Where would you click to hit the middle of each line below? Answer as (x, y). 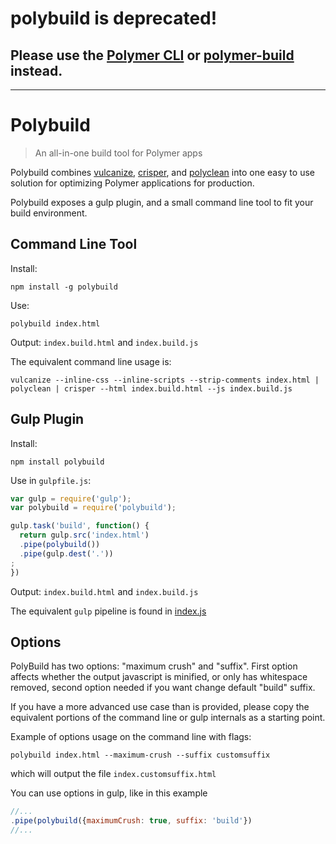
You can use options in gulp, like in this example (109, 793)
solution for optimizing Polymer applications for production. (132, 183)
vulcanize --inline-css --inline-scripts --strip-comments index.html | (165, 380)
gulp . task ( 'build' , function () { (80, 526)
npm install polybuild (57, 462)
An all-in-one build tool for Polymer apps (118, 153)
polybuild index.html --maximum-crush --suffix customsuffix (140, 755)
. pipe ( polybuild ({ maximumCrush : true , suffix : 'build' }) (131, 821)
